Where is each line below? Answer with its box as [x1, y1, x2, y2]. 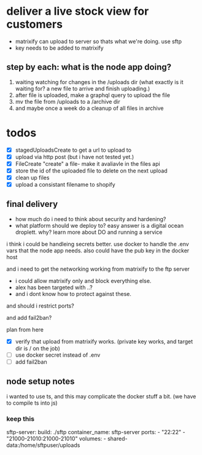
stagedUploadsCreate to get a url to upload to [15, 146, 132, 154]
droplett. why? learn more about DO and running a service [15, 228, 163, 236]
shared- [107, 435, 128, 443]
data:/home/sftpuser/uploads [6, 441, 80, 449]
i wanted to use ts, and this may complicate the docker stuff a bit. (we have [6, 392, 196, 400]
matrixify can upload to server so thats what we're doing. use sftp [15, 37, 182, 45]
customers [6, 17, 63, 31]
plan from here [6, 325, 44, 333]
